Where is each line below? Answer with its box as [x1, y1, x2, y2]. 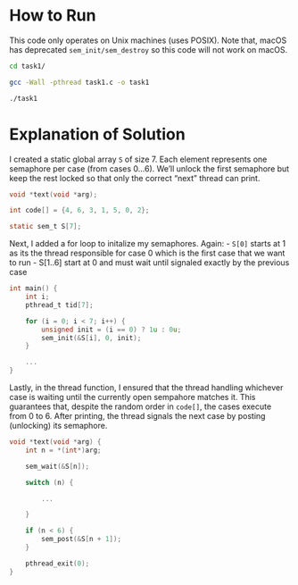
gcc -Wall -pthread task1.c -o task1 [9, 78, 150, 87]
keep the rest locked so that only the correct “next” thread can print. [9, 172, 261, 183]
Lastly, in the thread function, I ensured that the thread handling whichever [9, 382, 284, 393]
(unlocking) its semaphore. [9, 421, 108, 430]
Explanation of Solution [9, 124, 186, 144]
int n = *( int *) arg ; [25, 446, 102, 455]
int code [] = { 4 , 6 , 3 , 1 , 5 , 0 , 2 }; [9, 206, 150, 215]
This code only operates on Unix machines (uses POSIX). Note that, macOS [9, 35, 287, 46]
